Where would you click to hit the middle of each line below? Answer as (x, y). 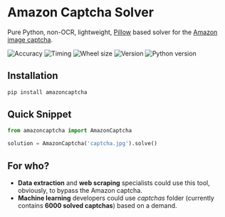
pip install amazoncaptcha (47, 92)
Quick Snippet (40, 115)
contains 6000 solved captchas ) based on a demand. (97, 206)
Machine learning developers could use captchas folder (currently (116, 198)
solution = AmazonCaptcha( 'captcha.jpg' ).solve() (83, 144)
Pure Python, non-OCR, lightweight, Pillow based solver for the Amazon (112, 32)
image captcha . (30, 39)
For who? (28, 165)
